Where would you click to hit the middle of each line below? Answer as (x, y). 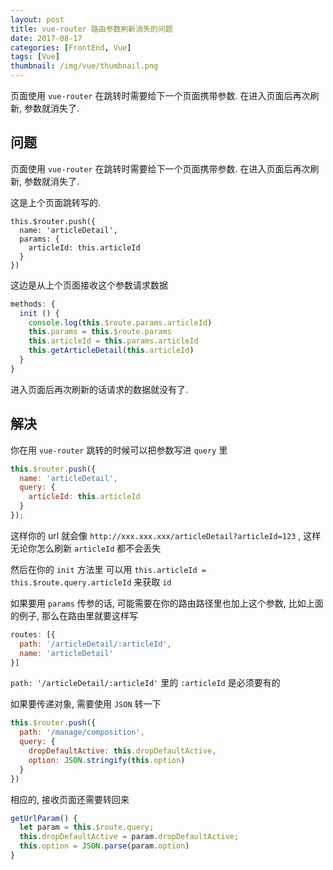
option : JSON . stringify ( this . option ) (107, 760)
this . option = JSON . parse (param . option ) (104, 846)
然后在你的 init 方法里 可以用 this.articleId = (108, 569)
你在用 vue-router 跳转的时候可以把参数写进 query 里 (119, 450)
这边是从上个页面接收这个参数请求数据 (89, 285)
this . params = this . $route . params (100, 332)
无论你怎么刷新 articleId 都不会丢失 (86, 548)
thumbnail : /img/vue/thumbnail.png (84, 66)
